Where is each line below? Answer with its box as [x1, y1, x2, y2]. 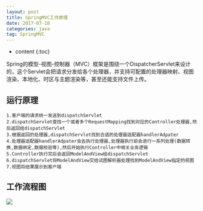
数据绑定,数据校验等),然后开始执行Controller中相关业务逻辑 [13, 144, 148, 151]
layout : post [6, 8, 39, 15]
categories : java [6, 25, 50, 32]
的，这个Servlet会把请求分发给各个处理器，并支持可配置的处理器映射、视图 [6, 68, 194, 76]
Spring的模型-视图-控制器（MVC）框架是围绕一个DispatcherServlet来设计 [6, 60, 191, 68]
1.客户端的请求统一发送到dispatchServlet [6, 112, 102, 118]
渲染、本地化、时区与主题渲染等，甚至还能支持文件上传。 [6, 76, 150, 83]
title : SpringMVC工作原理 [6, 15, 68, 21]
